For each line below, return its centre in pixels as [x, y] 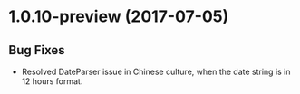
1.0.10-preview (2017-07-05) [119, 17]
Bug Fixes [37, 50]
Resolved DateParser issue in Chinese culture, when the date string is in [156, 71]
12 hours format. [52, 81]
